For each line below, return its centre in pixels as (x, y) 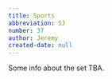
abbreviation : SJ (37, 23)
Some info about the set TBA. (56, 68)
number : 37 (26, 30)
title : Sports (32, 16)
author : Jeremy (33, 38)
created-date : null (41, 45)
